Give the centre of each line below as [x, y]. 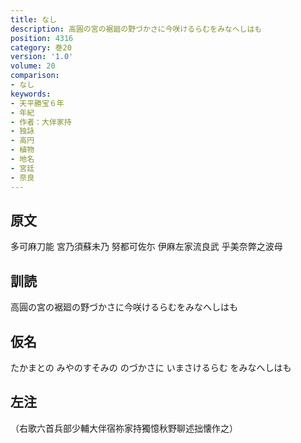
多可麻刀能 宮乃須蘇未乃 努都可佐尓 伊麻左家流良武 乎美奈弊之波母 [146, 247]
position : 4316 [42, 38]
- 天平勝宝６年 [37, 103]
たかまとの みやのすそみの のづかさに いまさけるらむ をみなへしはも [151, 367]
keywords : [31, 94]
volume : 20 [33, 66]
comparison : [35, 76]
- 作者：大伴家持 [41, 122]
